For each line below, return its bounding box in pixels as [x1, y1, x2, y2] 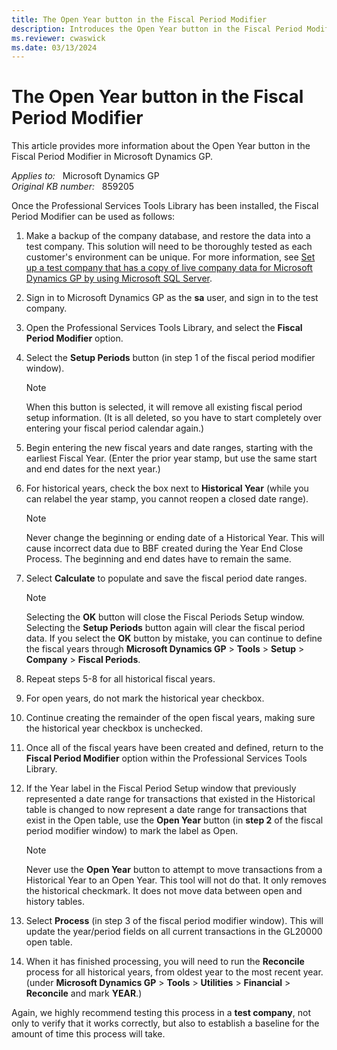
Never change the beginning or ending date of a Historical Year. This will [25, 532, 325, 544]
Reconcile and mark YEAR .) [25, 987, 143, 1000]
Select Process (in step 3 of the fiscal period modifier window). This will [25, 915, 324, 927]
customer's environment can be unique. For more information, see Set [25, 251, 316, 263]
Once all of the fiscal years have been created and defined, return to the [25, 742, 324, 754]
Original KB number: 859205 [11, 181, 135, 193]
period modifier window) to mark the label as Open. [25, 825, 239, 837]
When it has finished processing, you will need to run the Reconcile [25, 956, 305, 968]
